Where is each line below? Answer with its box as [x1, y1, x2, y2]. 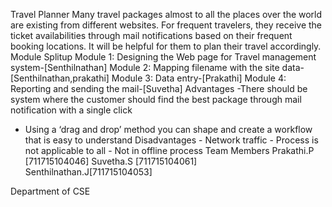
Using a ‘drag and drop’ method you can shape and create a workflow [24, 124, 313, 135]
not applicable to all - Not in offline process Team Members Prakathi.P [24, 145, 315, 156]
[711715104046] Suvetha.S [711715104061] [24, 155, 198, 167]
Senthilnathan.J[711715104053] [24, 166, 153, 178]
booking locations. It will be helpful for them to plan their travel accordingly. [10, 40, 322, 52]
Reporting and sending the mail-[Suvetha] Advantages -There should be [10, 83, 308, 94]
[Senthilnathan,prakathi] [10, 72, 110, 84]
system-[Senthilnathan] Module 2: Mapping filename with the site [10, 62, 280, 73]
